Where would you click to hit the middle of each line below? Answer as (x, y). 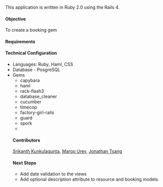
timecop (28, 107)
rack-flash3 (32, 91)
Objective (16, 19)
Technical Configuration (31, 53)
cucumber (31, 102)
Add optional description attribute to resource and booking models (89, 179)
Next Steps (24, 163)
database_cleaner (38, 96)
